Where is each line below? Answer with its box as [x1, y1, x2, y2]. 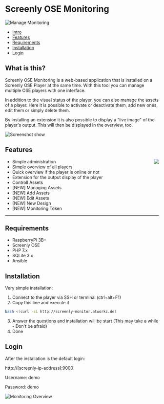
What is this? [5, 64, 46, 72]
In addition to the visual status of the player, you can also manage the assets [5, 97, 159, 103]
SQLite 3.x [12, 253, 33, 259]
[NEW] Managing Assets [12, 184, 62, 190]
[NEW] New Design [12, 200, 51, 206]
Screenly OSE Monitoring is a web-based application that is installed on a [5, 77, 153, 83]
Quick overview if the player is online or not [12, 169, 100, 175]
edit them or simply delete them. [5, 107, 70, 113]
